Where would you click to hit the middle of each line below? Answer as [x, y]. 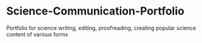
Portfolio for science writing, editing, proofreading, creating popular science [101, 28]
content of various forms [37, 34]
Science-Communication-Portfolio [96, 11]
